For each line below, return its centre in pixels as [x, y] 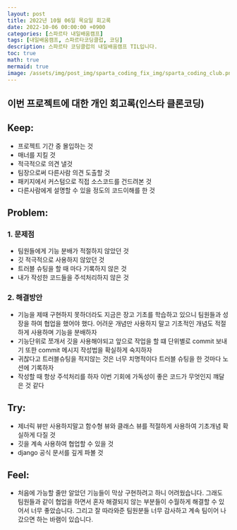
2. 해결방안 [25, 298]
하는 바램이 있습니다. [65, 519]
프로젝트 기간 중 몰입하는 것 [55, 146]
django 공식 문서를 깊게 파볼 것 [60, 452]
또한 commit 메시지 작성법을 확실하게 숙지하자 [89, 350]
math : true [23, 60]
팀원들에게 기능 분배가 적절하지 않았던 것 [73, 251]
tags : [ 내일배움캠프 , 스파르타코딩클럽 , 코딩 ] [65, 40]
